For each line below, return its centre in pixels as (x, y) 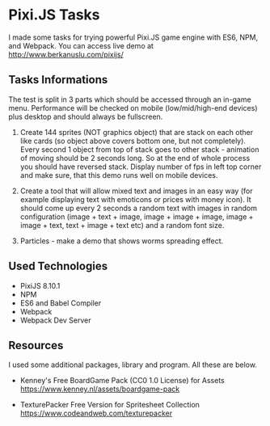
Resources (36, 345)
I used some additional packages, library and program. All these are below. (133, 365)
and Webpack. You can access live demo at (81, 45)
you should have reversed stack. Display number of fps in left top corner (141, 167)
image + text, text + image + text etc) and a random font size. (122, 225)
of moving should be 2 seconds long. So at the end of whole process (135, 158)
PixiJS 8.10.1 (40, 285)
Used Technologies (58, 266)
